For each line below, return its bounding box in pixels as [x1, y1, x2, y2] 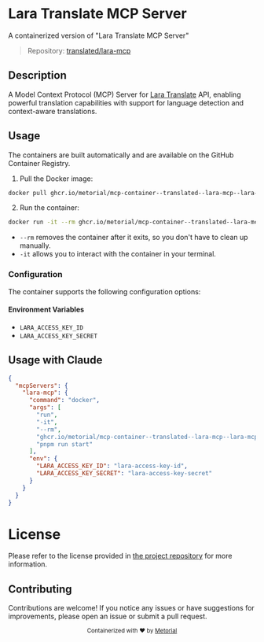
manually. [19, 241, 51, 250]
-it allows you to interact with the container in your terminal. [19, 249, 216, 259]
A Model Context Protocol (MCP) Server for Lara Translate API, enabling [8, 90, 241, 99]
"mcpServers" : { [15, 382, 68, 389]
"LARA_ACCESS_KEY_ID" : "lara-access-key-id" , [36, 462, 189, 470]
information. [8, 559, 48, 569]
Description [8, 68, 67, 83]
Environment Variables [8, 304, 85, 315]
